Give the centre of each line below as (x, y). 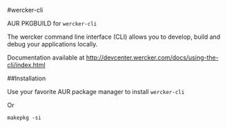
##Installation (27, 78)
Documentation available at (46, 57)
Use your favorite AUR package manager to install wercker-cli (96, 92)
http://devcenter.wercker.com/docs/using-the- (152, 57)
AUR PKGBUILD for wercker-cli (52, 23)
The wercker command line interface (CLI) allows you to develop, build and (114, 37)
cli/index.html (27, 65)
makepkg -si (24, 118)
